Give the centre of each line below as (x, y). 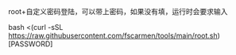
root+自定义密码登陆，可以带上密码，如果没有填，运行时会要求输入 (118, 11)
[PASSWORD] (31, 44)
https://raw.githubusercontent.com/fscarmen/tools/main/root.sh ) (114, 35)
